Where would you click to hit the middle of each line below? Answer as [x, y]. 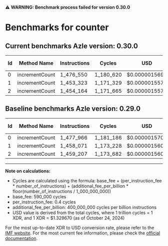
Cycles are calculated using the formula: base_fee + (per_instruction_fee [87, 180]
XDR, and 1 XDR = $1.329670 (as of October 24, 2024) [68, 218]
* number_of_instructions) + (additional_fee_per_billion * [70, 186]
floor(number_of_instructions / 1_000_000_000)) [62, 191]
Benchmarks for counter [57, 28]
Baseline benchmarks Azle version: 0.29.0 [73, 109]
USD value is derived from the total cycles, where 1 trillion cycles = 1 [82, 212]
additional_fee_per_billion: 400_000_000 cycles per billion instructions [84, 207]
